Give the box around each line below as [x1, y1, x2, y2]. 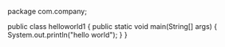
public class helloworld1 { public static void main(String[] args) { [7, 22, 218, 31]
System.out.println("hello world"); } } [7, 31, 128, 39]
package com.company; [7, 7, 87, 16]
